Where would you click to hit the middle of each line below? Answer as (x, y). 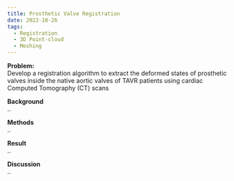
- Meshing (28, 46)
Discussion (24, 164)
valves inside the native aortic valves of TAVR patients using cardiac (105, 80)
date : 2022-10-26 (32, 20)
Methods (21, 122)
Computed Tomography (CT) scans (58, 88)
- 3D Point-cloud (39, 40)
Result (17, 143)
